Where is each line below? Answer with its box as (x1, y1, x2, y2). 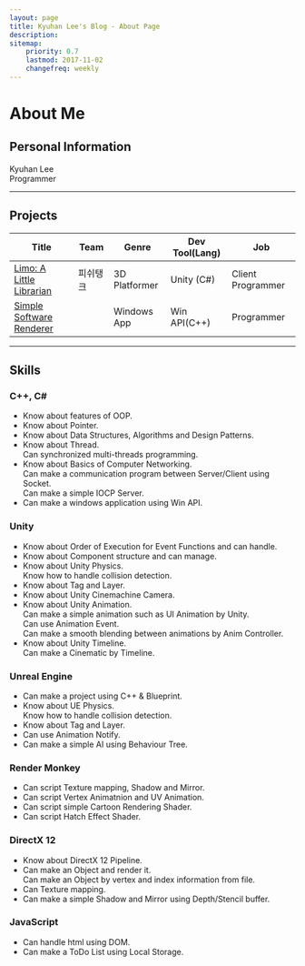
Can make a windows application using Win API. (22, 498, 203, 508)
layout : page (9, 13, 59, 23)
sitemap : (9, 38, 43, 48)
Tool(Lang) (172, 247, 221, 259)
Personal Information (9, 139, 132, 155)
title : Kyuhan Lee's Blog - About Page (9, 22, 161, 31)
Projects (9, 208, 58, 224)
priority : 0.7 (25, 47, 79, 56)
